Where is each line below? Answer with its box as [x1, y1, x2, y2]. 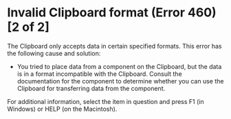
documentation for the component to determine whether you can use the [16, 77, 224, 85]
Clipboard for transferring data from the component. [16, 84, 166, 92]
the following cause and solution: [7, 49, 101, 57]
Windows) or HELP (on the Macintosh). [7, 105, 118, 113]
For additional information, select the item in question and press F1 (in [7, 97, 204, 105]
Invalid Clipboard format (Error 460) [7, 5, 217, 21]
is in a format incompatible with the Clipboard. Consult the [16, 70, 182, 78]
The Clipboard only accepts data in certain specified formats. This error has [7, 42, 222, 50]
